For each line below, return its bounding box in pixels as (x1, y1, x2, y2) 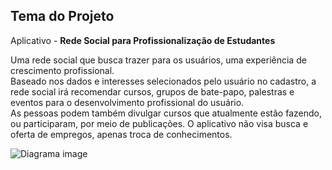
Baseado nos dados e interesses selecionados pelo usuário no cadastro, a (10, 75, 317, 87)
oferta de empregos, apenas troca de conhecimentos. (10, 128, 233, 140)
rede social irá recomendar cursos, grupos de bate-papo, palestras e (10, 85, 295, 98)
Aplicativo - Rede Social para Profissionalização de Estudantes (10, 34, 276, 46)
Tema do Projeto (10, 8, 115, 25)
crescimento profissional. (10, 64, 115, 76)
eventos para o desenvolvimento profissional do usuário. (10, 96, 245, 108)
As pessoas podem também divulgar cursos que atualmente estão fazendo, (10, 107, 322, 119)
